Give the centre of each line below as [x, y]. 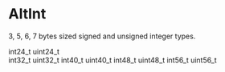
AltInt [27, 14]
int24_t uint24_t [34, 51]
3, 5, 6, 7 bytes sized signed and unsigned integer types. [102, 36]
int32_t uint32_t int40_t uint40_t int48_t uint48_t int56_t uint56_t [112, 60]
